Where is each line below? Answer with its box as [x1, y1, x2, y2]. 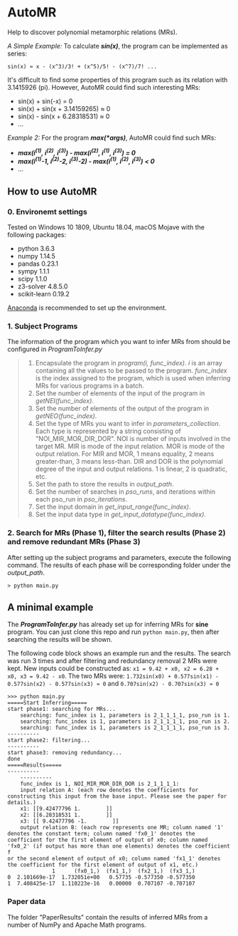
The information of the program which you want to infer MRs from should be [7, 338, 231, 346]
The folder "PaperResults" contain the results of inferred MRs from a [7, 912, 208, 921]
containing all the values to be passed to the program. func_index [35, 366, 227, 375]
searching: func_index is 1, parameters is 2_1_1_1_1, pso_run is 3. [20, 724, 231, 732]
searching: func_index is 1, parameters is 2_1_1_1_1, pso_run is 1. [20, 712, 231, 719]
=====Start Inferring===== [7, 700, 87, 707]
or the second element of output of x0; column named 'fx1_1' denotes [7, 856, 221, 863]
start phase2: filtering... [7, 737, 91, 744]
